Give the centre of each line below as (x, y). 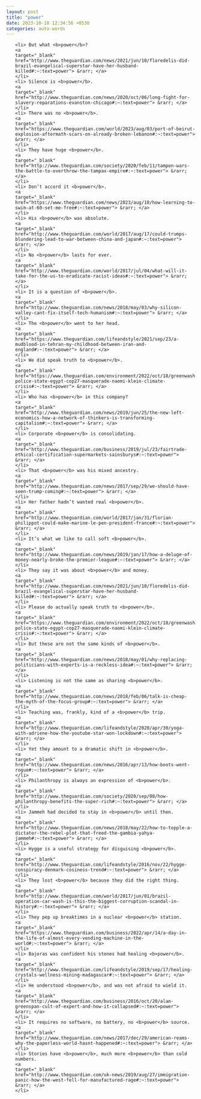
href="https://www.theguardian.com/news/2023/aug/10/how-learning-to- (105, 203)
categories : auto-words (36, 29)
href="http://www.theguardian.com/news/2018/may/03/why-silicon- (98, 308)
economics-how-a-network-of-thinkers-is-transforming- (85, 418)
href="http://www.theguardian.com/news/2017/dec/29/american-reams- (102, 1038)
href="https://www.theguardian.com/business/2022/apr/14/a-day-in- (101, 933)
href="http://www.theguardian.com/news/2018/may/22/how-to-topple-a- (104, 828)
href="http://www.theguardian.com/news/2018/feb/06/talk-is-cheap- (101, 697)
